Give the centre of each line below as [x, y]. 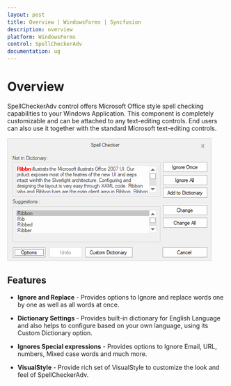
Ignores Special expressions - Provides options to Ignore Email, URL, [117, 346]
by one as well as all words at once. [68, 304]
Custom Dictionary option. [55, 333]
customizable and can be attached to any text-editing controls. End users [112, 121]
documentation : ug [34, 52]
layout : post [26, 15]
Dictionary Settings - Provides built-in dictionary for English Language [119, 318]
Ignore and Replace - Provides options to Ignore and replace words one [120, 297]
